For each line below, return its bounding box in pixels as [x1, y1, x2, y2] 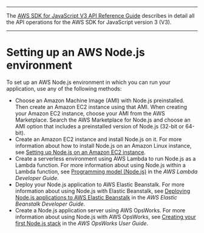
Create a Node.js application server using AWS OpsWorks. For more [15, 206, 186, 214]
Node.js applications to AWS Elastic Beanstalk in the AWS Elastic [15, 193, 177, 201]
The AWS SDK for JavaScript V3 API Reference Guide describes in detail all [6, 12, 195, 19]
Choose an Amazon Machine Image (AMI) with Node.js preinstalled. [15, 97, 185, 104]
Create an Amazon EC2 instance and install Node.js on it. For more [15, 135, 182, 143]
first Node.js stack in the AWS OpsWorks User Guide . [15, 220, 149, 227]
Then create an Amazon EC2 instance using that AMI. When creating [15, 103, 187, 110]
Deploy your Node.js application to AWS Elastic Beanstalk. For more [15, 181, 185, 188]
